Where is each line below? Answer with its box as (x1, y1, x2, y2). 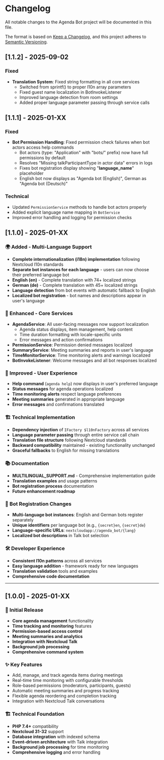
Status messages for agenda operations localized (12, 386, 113, 392)
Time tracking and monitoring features (12, 623, 92, 629)
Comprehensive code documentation (12, 574, 90, 580)
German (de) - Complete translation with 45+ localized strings (12, 282, 138, 288)
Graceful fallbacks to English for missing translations (12, 447, 120, 454)
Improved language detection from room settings (19, 94, 118, 100)
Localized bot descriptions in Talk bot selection (12, 532, 109, 538)
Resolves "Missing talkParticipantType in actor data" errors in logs (19, 160, 153, 166)
